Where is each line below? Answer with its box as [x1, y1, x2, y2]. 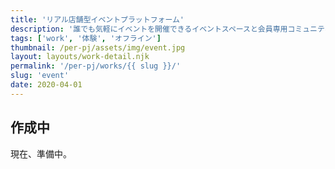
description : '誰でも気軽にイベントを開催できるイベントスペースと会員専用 [10, 24, 288, 34]
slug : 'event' [10, 71, 70, 81]
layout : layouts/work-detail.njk [10, 52, 150, 62]
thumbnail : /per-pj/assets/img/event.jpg [10, 42, 186, 53]
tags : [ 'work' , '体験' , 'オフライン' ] [10, 33, 162, 43]
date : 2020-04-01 [10, 80, 83, 90]
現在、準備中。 [10, 147, 72, 160]
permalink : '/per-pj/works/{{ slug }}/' [10, 61, 182, 71]
